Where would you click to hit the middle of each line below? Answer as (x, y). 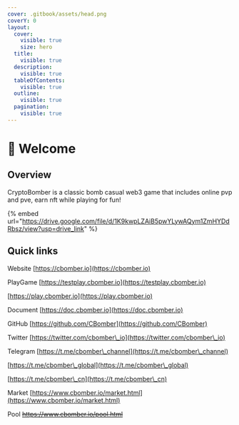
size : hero (36, 47)
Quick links (33, 251)
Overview (30, 175)
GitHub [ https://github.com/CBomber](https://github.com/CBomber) (108, 323)
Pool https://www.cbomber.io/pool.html (65, 414)
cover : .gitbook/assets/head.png (57, 14)
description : (33, 67)
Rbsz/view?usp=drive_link (46, 228)
